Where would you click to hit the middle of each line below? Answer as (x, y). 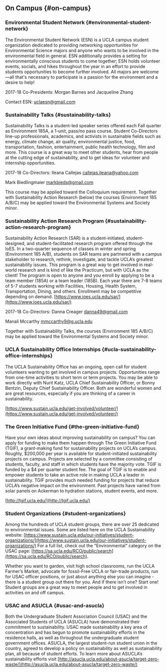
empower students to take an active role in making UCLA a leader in (75, 475)
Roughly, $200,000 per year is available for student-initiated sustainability (81, 454)
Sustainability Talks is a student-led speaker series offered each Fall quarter (83, 125)
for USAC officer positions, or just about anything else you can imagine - (80, 577)
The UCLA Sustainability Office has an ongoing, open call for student (76, 367)
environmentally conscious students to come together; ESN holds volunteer (83, 61)
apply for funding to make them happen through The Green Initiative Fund (81, 442)
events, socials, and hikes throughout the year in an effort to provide (75, 66)
